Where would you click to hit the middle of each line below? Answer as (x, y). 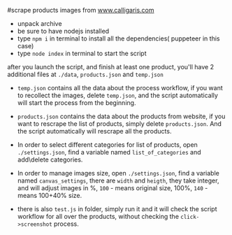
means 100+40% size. (50, 195)
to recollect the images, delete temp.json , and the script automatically (118, 95)
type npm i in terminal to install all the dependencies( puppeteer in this (118, 38)
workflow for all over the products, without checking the (98, 216)
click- (190, 217)
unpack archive (39, 23)
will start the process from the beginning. (77, 103)
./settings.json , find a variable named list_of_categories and (109, 152)
